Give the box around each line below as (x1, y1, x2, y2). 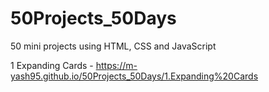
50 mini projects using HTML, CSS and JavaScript (10, 40, 217, 52)
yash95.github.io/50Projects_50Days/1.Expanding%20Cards (10, 70, 259, 82)
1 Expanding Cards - (10, 59, 94, 71)
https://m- (95, 59, 138, 71)
